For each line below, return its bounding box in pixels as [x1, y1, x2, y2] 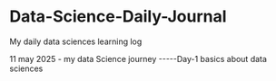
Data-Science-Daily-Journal [9, 6, 227, 27]
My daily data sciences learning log [9, 36, 143, 47]
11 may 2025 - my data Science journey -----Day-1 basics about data [9, 53, 268, 64]
